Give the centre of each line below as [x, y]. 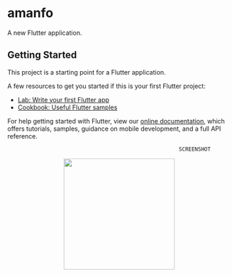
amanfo [31, 13]
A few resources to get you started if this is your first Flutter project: [106, 86]
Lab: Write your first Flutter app [63, 99]
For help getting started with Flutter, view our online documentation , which [116, 121]
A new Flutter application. [45, 33]
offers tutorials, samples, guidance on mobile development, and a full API [114, 129]
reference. [22, 136]
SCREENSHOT [195, 149]
